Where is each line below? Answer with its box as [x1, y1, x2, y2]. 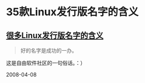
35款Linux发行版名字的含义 [6, 5, 139, 19]
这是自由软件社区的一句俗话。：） [6, 60, 86, 66]
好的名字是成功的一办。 [20, 47, 77, 54]
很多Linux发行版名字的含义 [6, 30, 103, 40]
